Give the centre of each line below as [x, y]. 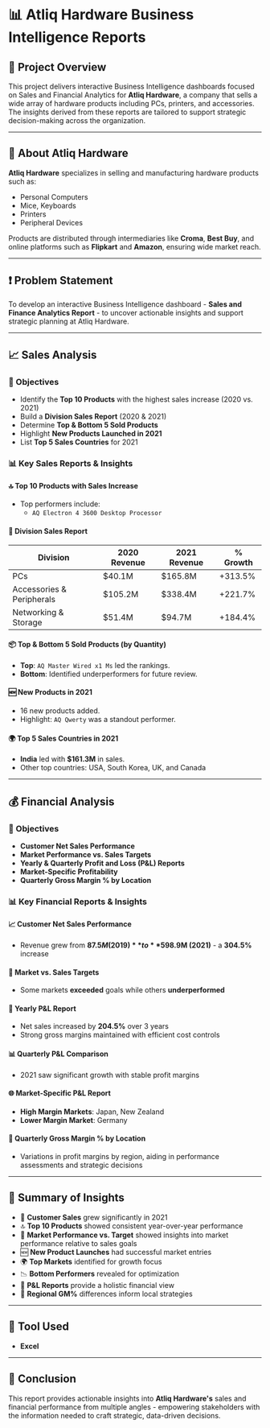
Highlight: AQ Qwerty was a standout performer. [98, 720]
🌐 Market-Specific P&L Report [59, 1093]
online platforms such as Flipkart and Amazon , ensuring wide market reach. [135, 246]
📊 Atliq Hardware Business [101, 15]
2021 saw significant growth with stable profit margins [109, 1075]
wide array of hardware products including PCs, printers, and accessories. [131, 103]
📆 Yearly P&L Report [42, 1008]
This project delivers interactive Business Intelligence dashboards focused [131, 86]
